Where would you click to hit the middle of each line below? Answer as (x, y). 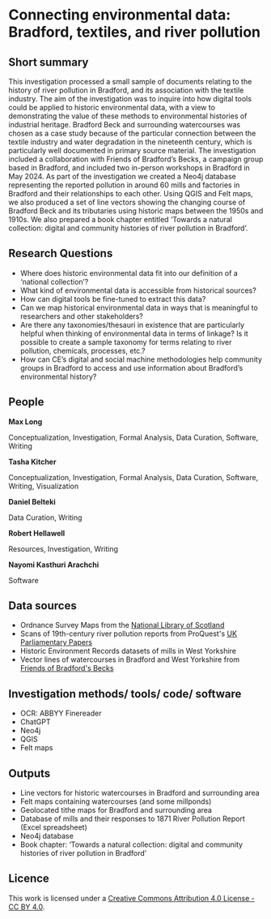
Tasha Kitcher (32, 462)
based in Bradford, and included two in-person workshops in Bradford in (129, 167)
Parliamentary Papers (56, 642)
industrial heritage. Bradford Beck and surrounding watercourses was (125, 125)
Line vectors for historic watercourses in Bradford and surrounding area (140, 793)
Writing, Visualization (44, 486)
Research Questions (61, 253)
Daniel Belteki (32, 501)
